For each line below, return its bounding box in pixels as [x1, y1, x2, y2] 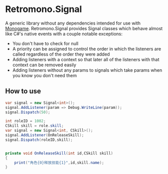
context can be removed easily [12, 62, 77, 68]
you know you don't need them [12, 72, 77, 78]
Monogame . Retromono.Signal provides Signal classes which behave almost [5, 25, 163, 31]
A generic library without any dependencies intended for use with [5, 20, 141, 26]
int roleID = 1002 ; [5, 119, 46, 124]
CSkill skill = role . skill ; [5, 123, 64, 128]
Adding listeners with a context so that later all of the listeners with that [12, 56, 159, 62]
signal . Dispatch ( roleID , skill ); [5, 137, 73, 142]
